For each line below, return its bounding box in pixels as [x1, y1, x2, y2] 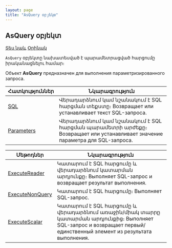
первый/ [124, 221, 146, 229]
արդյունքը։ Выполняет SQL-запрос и [57, 173, 153, 180]
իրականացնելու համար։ [5, 60, 65, 67]
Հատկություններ [8, 88, 54, 95]
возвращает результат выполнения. [57, 179, 147, 187]
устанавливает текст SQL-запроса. [58, 109, 147, 116]
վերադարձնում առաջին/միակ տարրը [57, 209, 160, 216]
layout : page [5, 7, 33, 13]
